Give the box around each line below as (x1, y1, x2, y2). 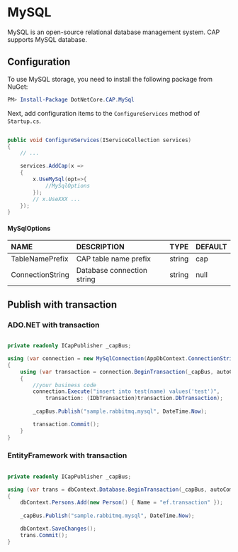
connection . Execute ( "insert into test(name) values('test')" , (33, 388, 220, 395)
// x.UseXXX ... (33, 195, 81, 202)
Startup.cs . (7, 117, 41, 125)
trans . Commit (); (20, 531, 69, 539)
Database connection (76, 266, 147, 276)
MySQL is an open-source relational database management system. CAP (7, 28, 220, 36)
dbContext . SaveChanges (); (20, 525, 97, 533)
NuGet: (7, 82, 28, 91)
